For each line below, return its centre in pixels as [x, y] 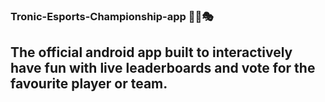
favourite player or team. [89, 84]
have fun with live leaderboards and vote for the [163, 68]
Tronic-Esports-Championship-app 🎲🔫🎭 [112, 16]
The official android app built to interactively [151, 52]
